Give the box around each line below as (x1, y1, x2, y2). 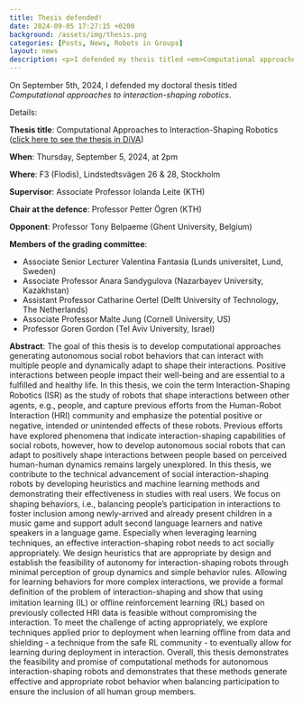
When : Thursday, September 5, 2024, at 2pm (9, 151, 179, 162)
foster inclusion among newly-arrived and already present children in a (9, 509, 272, 518)
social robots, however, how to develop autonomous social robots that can (9, 440, 286, 451)
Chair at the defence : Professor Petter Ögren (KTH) (9, 204, 203, 215)
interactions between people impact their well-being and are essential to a (9, 370, 286, 380)
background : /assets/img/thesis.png (9, 30, 147, 39)
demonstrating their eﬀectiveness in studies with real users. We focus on (9, 489, 281, 499)
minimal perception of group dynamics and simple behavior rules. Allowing (9, 567, 287, 577)
